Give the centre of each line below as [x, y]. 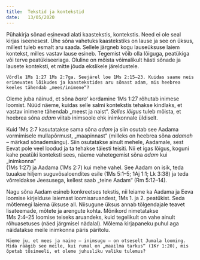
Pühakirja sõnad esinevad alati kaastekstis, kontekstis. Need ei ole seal [94, 34]
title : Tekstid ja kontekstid [45, 12]
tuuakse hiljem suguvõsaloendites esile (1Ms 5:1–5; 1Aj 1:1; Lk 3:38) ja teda [97, 173]
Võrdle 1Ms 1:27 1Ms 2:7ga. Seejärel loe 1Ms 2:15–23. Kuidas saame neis [100, 77]
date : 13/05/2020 [31, 17]
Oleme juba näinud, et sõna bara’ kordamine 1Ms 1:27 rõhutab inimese [93, 99]
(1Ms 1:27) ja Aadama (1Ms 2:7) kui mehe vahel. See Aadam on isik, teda [95, 167]
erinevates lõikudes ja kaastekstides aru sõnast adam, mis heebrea [93, 82]
